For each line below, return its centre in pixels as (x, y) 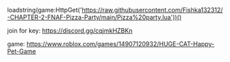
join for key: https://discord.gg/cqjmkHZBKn (70, 31)
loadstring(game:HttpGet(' (45, 10)
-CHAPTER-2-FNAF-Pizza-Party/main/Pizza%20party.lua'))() (94, 17)
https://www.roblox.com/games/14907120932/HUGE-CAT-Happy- (121, 44)
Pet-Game (22, 51)
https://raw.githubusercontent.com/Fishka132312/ (152, 10)
